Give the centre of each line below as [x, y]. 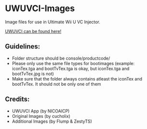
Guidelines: [23, 47]
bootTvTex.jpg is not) [33, 74]
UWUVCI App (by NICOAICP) [41, 111]
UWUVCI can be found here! [33, 31]
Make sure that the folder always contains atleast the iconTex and [77, 79]
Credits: [17, 99]
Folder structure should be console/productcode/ [61, 58]
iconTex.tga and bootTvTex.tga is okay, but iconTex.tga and [71, 68]
